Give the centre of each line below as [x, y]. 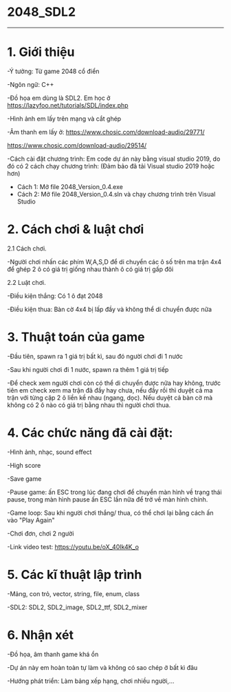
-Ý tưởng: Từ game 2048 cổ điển [53, 71]
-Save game [24, 478]
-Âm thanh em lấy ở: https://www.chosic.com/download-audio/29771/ [106, 132]
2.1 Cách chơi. [27, 248]
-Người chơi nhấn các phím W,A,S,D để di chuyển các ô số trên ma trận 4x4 [114, 261]
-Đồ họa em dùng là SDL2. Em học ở [59, 98]
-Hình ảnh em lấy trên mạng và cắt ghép [64, 119]
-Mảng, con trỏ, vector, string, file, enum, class [73, 593]
